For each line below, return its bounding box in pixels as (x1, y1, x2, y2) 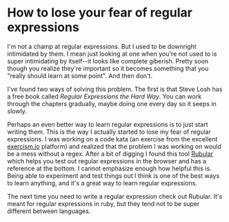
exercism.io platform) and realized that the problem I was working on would (7, 142, 222, 150)
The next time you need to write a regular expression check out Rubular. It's (7, 192, 223, 201)
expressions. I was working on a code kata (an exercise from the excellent (7, 134, 218, 143)
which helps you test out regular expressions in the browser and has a (7, 157, 207, 165)
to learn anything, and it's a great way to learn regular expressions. (7, 179, 198, 187)
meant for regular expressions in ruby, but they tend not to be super (7, 199, 200, 208)
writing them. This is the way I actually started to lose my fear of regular (7, 128, 212, 136)
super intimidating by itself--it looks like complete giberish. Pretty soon (7, 57, 209, 65)
